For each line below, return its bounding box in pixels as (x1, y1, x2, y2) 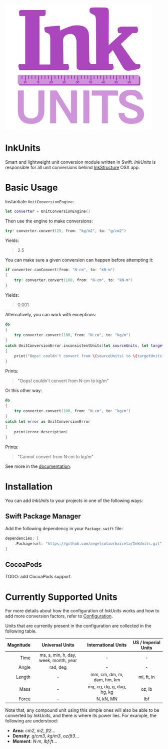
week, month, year (39, 657, 77, 663)
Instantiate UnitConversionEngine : (5, 198, 74, 204)
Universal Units (41, 642, 74, 648)
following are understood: (5, 717, 58, 724)
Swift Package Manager (5, 512, 81, 521)
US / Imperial (132, 639, 161, 645)
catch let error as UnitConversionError (5, 419, 91, 424)
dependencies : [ (5, 536, 39, 541)
